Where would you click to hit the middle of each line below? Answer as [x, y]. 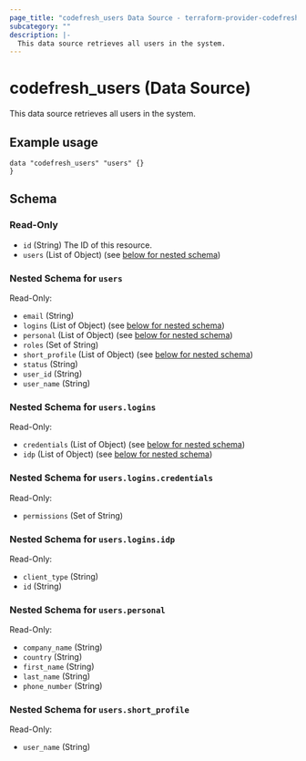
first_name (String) [58, 667]
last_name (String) [56, 676]
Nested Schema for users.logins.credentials [112, 478]
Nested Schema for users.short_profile [99, 710]
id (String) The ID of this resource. [87, 245]
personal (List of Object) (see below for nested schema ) [128, 334]
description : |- [40, 35]
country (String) [52, 657]
